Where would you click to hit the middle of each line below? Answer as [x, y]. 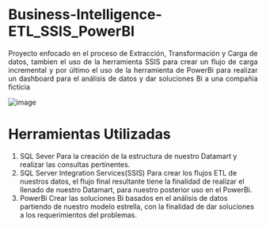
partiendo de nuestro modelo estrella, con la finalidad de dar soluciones [137, 206]
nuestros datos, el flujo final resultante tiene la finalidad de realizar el [132, 181]
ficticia [19, 87]
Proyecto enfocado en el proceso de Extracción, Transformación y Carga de [133, 53]
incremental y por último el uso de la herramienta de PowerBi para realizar [133, 70]
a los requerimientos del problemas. [78, 214]
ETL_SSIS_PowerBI [72, 31]
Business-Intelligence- [85, 15]
